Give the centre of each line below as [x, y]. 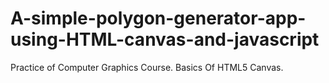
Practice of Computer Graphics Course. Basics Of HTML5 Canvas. [147, 67]
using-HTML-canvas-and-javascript [165, 39]
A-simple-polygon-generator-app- [158, 18]
